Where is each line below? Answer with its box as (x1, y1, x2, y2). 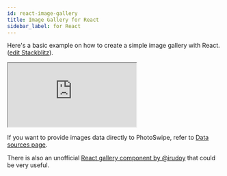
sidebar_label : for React (7, 23, 81, 29)
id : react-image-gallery (7, 10, 78, 17)
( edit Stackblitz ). (7, 48, 53, 57)
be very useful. (7, 161, 50, 169)
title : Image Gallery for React (7, 16, 99, 23)
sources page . (7, 141, 48, 149)
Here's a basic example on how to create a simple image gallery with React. (7, 42, 220, 50)
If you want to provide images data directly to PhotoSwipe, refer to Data (7, 134, 209, 142)
